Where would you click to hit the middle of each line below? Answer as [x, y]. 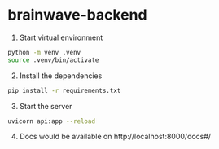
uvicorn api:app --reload [51, 121]
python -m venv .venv [44, 52]
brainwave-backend [77, 15]
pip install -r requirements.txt [64, 90]
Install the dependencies [61, 76]
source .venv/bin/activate [53, 60]
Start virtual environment [61, 37]
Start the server [46, 106]
